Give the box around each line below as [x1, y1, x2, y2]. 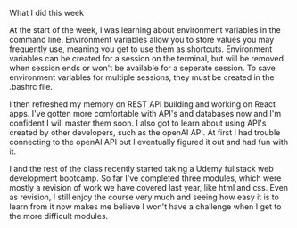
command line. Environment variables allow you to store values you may [9, 35, 275, 45]
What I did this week [9, 8, 85, 18]
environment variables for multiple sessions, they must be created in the [9, 72, 275, 83]
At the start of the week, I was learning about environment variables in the [9, 25, 281, 35]
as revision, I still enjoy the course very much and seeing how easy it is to [9, 191, 279, 202]
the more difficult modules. [9, 211, 109, 221]
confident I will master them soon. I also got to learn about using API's [9, 118, 267, 128]
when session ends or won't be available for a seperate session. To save [9, 62, 276, 73]
